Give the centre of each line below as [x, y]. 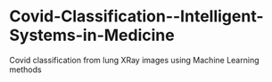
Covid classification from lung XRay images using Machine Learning [134, 60]
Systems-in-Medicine [92, 35]
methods [25, 70]
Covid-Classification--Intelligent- [137, 16]
